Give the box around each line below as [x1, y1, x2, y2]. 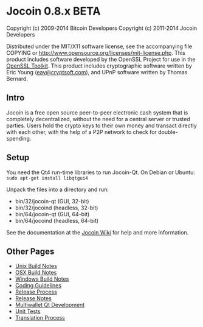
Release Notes [15, 295, 52, 302]
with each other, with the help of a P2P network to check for [6, 128, 157, 135]
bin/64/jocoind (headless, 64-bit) [15, 217, 99, 224]
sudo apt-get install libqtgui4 [6, 175, 88, 181]
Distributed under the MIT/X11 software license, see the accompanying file [6, 43, 193, 50]
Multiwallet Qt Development [15, 301, 85, 309]
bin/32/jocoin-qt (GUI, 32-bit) [15, 197, 89, 205]
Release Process [15, 288, 58, 296]
